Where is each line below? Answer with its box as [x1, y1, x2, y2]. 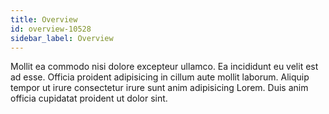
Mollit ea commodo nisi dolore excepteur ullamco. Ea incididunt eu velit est [10, 61, 319, 73]
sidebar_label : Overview [10, 33, 114, 43]
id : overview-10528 [10, 24, 92, 34]
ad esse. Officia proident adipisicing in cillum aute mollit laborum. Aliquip [10, 71, 310, 83]
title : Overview [10, 14, 78, 25]
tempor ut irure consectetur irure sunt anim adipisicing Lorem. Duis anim [10, 82, 309, 94]
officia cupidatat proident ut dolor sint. [10, 92, 168, 105]
